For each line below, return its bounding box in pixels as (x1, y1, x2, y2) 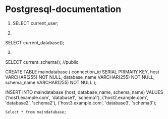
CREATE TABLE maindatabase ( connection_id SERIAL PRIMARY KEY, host (5, 69, 160, 75)
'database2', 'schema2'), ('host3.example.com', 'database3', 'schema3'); (5, 99, 157, 106)
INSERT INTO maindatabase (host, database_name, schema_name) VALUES (5, 89, 163, 95)
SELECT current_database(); (5, 39, 65, 46)
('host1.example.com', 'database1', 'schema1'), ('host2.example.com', (5, 94, 149, 100)
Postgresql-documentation (5, 4, 122, 15)
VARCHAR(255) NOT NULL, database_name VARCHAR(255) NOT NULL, (5, 74, 155, 80)
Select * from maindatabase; (5, 109, 67, 114)
